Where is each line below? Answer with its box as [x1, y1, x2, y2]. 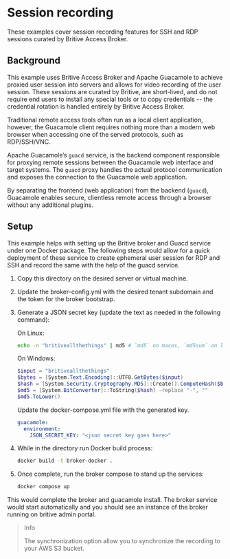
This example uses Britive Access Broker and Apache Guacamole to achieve [7, 73, 223, 81]
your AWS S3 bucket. [23, 545, 84, 553]
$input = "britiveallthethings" [16, 368, 110, 375]
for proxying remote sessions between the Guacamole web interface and [7, 158, 214, 166]
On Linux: [16, 329, 45, 337]
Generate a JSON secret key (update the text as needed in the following [16, 308, 221, 316]
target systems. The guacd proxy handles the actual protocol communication [7, 165, 222, 173]
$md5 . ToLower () [16, 393, 61, 400]
